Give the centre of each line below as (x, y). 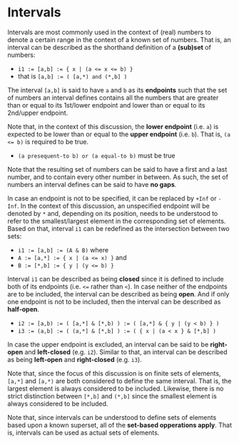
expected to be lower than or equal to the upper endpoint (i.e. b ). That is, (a (119, 134)
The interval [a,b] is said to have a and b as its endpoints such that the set (117, 90)
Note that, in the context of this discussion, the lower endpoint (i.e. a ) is (113, 126)
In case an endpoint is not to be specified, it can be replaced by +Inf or (112, 198)
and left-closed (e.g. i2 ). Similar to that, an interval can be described (126, 352)
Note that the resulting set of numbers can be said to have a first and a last (117, 169)
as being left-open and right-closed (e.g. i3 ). (75, 359)
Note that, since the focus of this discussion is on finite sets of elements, (114, 373)
